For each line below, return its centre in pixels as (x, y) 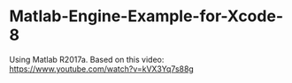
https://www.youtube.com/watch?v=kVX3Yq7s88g (102, 69)
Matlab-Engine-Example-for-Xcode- (146, 16)
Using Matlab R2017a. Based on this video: (87, 59)
